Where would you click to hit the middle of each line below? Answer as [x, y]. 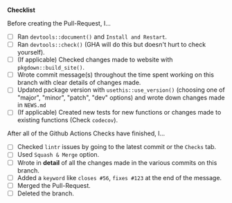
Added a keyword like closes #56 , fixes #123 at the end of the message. [119, 177]
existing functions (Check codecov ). [68, 120]
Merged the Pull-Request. [54, 185]
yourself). [31, 52]
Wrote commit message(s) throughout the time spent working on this [116, 75]
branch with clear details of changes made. [79, 83]
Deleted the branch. [45, 193]
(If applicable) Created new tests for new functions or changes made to [119, 113]
